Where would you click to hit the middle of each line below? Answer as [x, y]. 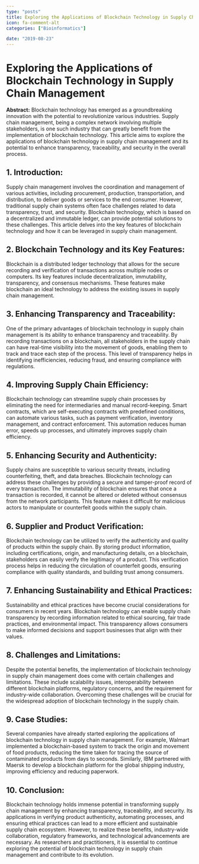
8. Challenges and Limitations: [63, 655]
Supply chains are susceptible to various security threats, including [88, 470]
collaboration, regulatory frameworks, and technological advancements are [98, 836]
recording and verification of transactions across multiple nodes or [88, 270]
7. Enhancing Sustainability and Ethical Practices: [99, 591]
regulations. [21, 366]
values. [15, 636]
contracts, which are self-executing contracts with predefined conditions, [96, 412]
